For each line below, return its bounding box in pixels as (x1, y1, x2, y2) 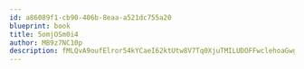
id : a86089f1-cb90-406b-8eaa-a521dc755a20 (9, 13, 172, 22)
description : (9, 47, 59, 56)
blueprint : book (9, 22, 71, 30)
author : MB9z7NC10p (9, 38, 83, 47)
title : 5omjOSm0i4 (9, 30, 79, 39)
